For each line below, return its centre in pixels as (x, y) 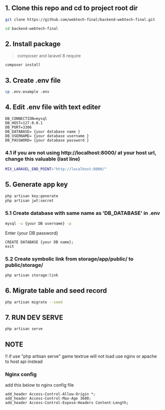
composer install (23, 65)
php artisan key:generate (32, 196)
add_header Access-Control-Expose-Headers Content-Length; (67, 403)
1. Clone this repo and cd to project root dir (71, 8)
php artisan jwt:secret (30, 201)
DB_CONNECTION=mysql (26, 118)
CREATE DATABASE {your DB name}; (39, 242)
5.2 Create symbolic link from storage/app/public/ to (69, 258)
